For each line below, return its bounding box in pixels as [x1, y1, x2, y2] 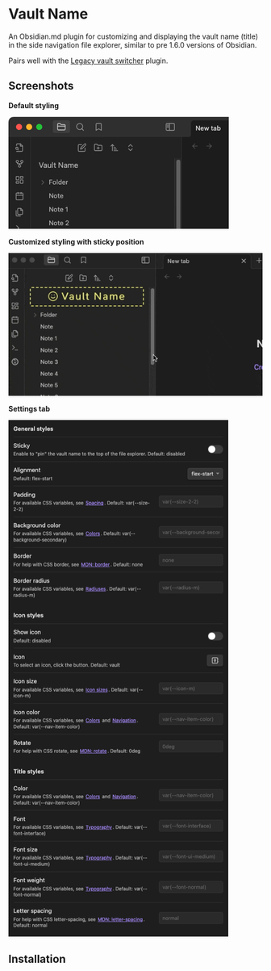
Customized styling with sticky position [8, 236, 144, 246]
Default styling [8, 100, 59, 110]
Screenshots [8, 79, 74, 93]
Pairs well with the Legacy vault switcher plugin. [8, 56, 169, 65]
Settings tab [8, 404, 51, 413]
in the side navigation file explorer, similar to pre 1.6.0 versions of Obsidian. [8, 40, 257, 49]
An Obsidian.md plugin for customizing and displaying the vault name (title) [8, 31, 259, 41]
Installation [8, 952, 66, 966]
